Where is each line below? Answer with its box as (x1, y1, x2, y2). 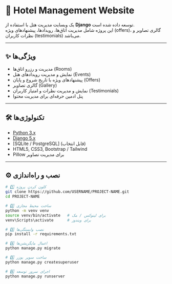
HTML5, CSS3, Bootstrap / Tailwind (12, 146, 88, 152)
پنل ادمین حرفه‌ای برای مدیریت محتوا (12, 93, 83, 99)
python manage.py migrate (5, 246, 60, 251)
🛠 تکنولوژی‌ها (5, 113, 45, 122)
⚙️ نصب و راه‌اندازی (5, 171, 60, 179)
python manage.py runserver (5, 274, 66, 279)
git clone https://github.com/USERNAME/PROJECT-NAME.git (5, 189, 130, 194)
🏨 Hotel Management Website (5, 5, 135, 16)
